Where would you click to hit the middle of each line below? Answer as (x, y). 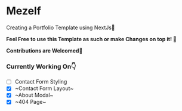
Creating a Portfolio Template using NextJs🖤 (61, 27)
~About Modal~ (34, 95)
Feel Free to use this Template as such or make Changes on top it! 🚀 (92, 39)
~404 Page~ (30, 102)
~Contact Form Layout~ (44, 88)
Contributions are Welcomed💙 (44, 50)
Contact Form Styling (41, 82)
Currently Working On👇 (41, 66)
